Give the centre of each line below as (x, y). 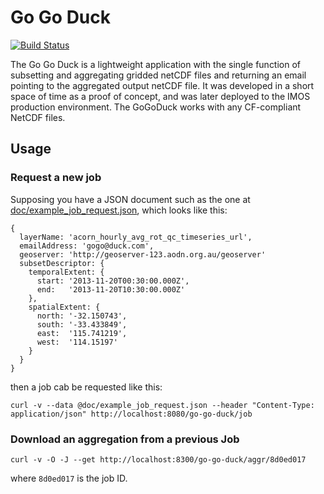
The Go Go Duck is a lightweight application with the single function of (156, 64)
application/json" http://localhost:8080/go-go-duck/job (131, 414)
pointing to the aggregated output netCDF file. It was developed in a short (162, 85)
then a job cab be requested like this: (86, 387)
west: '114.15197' (77, 342)
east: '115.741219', (82, 333)
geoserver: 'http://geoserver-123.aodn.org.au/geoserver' (143, 254)
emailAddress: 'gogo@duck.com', (87, 246)
